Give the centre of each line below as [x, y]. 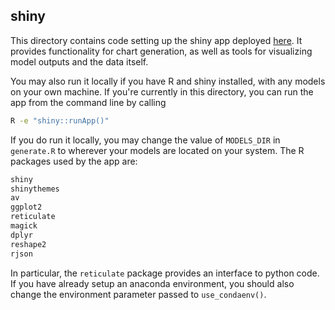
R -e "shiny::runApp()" [60, 120]
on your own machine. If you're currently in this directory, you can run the [162, 91]
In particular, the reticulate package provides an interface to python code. [165, 273]
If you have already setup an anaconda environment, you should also [152, 283]
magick [24, 226]
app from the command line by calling [88, 102]
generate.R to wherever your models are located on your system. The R [157, 150]
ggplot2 [26, 207]
